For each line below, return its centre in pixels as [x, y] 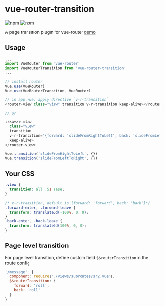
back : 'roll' [27, 290]
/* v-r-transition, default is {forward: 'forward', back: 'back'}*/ [78, 203]
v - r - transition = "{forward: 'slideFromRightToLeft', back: [70, 136]
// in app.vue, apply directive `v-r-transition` [57, 99]
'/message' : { [20, 272]
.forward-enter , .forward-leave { [41, 208]
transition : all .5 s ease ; [37, 190]
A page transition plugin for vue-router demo [50, 32]
